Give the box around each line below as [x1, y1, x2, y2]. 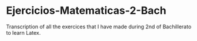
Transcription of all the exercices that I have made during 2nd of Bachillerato [6, 23, 192, 30]
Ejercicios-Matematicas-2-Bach [6, 4, 166, 17]
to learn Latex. [6, 29, 41, 36]
